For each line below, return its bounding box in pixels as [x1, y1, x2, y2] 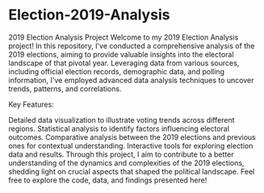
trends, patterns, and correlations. [8, 83, 122, 94]
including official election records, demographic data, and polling [8, 66, 224, 76]
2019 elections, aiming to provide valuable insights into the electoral [8, 49, 234, 59]
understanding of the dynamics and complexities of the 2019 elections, [8, 157, 245, 167]
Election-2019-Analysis [8, 6, 170, 24]
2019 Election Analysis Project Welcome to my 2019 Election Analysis [8, 32, 239, 42]
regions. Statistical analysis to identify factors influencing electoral [8, 124, 230, 133]
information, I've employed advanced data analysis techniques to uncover [8, 75, 254, 85]
